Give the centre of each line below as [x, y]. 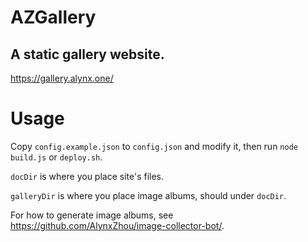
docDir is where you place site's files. [87, 176]
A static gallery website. [87, 54]
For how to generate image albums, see [92, 215]
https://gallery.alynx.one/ [62, 78]
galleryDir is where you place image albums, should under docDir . [148, 195]
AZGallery [53, 17]
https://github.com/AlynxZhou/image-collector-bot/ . [117, 225]
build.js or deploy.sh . [56, 157]
